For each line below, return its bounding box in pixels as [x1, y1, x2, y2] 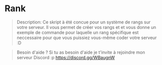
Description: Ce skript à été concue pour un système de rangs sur [16, 19, 151, 25]
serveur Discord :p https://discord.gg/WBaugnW [16, 54, 115, 60]
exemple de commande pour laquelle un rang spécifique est [16, 29, 139, 35]
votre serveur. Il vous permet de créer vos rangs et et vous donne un [16, 24, 156, 30]
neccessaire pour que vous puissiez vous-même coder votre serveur [16, 35, 157, 41]
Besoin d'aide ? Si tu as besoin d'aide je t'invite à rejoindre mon [16, 49, 146, 55]
